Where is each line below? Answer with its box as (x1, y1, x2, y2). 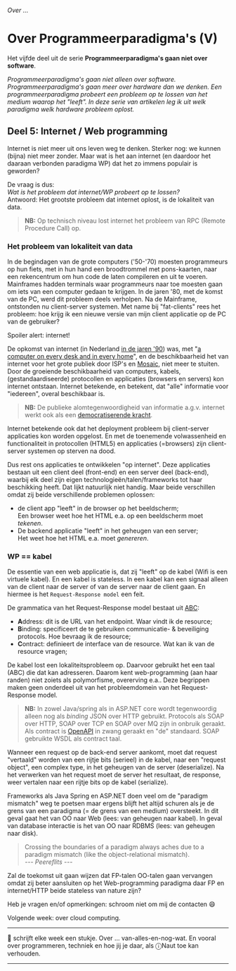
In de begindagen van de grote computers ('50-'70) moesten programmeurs (7, 257, 228, 266)
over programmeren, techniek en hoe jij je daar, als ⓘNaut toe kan (7, 941, 199, 950)
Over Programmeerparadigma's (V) (7, 31, 218, 47)
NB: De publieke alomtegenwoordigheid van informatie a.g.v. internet (24, 403, 225, 412)
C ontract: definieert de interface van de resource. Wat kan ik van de (17, 640, 215, 648)
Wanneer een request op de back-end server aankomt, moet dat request (7, 748, 218, 757)
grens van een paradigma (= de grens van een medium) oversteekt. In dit (7, 807, 219, 815)
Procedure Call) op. (24, 223, 81, 232)
